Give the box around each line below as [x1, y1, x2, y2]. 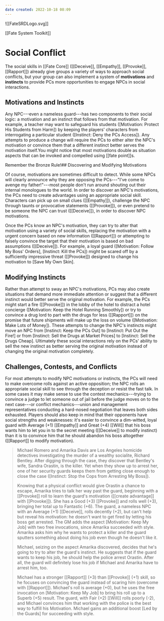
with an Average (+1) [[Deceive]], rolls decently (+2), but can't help [17, 509, 152, 514]
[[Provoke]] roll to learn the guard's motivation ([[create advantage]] [17, 493, 155, 499]
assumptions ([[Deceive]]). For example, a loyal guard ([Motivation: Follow [5, 243, 154, 249]
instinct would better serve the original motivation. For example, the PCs [5, 297, 150, 302]
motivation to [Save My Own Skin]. [5, 259, 75, 265]
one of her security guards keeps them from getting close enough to [17, 468, 155, 474]
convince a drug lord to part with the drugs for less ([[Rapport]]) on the [5, 312, 148, 318]
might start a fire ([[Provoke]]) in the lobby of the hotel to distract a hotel [5, 301, 150, 308]
